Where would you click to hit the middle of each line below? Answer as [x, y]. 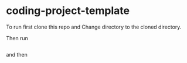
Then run [17, 38]
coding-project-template [68, 11]
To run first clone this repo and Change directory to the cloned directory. [94, 27]
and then [17, 54]
